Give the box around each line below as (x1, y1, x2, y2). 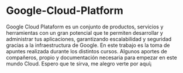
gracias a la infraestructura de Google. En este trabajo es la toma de (6, 42, 170, 49)
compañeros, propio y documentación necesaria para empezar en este (6, 54, 177, 61)
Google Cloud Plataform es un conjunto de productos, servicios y (6, 23, 164, 30)
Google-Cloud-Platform (6, 4, 124, 17)
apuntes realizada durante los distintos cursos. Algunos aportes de (6, 48, 168, 54)
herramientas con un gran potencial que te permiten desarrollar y (6, 29, 164, 36)
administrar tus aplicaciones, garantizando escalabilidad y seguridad (6, 35, 172, 42)
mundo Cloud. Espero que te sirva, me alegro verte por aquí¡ (6, 60, 152, 67)
